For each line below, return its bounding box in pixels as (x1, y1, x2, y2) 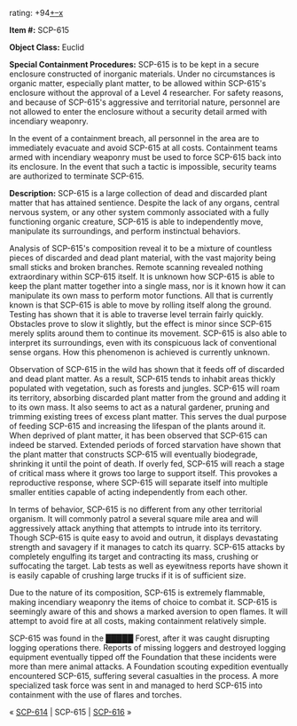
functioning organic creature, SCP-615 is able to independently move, (9, 217, 263, 227)
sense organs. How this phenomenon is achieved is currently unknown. (9, 347, 270, 357)
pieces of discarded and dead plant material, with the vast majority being (9, 252, 277, 263)
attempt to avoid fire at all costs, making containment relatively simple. (9, 616, 267, 626)
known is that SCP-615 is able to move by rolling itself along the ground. (9, 299, 272, 310)
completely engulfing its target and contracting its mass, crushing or (9, 551, 259, 562)
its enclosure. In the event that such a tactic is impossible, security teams (9, 162, 277, 172)
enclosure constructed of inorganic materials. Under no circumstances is (9, 68, 276, 79)
